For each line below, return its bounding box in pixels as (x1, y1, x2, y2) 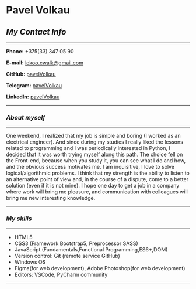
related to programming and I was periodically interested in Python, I (6, 145, 171, 152)
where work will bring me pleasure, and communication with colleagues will (6, 188, 188, 195)
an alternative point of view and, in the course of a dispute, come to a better (6, 176, 188, 183)
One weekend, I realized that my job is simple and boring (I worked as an (6, 132, 181, 140)
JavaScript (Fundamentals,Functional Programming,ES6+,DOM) (14, 246, 168, 253)
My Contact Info (6, 27, 66, 37)
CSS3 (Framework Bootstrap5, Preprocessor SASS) (14, 240, 138, 247)
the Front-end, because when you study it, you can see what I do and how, (6, 157, 185, 164)
